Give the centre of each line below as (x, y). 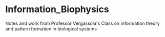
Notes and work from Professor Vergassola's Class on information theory (82, 23)
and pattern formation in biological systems (51, 28)
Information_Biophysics (57, 9)
